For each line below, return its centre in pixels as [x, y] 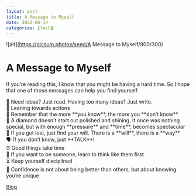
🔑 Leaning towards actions [38, 108]
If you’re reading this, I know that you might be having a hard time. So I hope [98, 84]
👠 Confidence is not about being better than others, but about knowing [91, 170]
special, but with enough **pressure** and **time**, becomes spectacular [96, 127]
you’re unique [23, 176]
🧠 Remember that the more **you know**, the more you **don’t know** [92, 114]
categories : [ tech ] [30, 28]
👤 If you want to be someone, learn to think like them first [75, 154]
